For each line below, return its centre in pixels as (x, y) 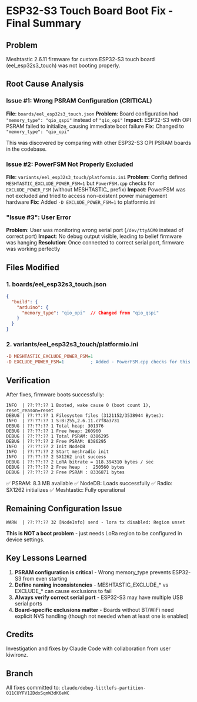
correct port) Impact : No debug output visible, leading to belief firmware (94, 236)
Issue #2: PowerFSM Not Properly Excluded (70, 164)
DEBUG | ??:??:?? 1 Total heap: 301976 (55, 426)
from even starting (45, 578)
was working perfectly (33, 249)
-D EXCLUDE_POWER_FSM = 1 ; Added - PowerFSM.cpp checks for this (98, 362)
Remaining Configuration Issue (64, 509)
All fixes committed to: (33, 688)
